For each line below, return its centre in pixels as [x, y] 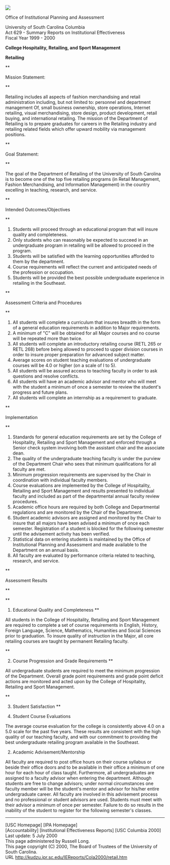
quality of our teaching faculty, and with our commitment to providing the [81, 737]
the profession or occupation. [43, 272]
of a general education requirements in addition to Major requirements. [86, 328]
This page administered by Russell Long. [48, 841]
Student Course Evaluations [41, 716]
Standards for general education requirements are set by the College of [87, 437]
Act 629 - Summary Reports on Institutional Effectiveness [65, 32]
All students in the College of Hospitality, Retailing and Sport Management [82, 620]
